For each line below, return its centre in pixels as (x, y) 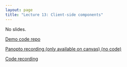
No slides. (16, 29)
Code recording (22, 58)
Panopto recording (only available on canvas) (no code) (63, 49)
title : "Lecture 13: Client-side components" (54, 15)
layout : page (19, 10)
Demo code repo (23, 39)
